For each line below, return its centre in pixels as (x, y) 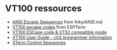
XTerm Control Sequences (39, 42)
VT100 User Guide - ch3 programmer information (62, 37)
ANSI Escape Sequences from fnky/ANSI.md (57, 22)
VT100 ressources (44, 8)
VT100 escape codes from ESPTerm (49, 27)
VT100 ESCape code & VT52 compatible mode (59, 32)
